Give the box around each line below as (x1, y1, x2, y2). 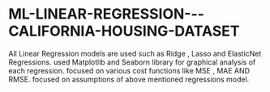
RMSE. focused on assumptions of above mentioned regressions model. (8, 74, 250, 84)
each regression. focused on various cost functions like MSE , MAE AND (8, 65, 250, 75)
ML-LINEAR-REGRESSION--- (8, 5, 205, 23)
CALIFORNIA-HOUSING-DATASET (8, 22, 241, 40)
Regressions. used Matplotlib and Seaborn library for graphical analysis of (8, 57, 256, 67)
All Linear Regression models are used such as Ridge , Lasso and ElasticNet (8, 48, 262, 58)
